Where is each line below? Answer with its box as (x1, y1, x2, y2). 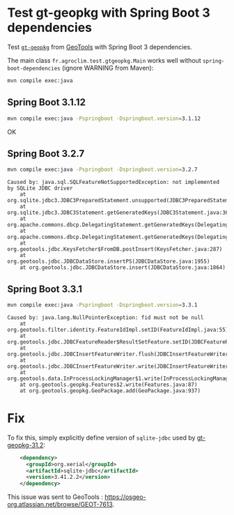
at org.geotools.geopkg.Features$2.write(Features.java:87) (19, 381, 198, 388)
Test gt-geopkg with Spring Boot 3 (7, 5, 210, 21)
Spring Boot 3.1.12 (7, 96, 86, 109)
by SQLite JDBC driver (7, 185, 73, 192)
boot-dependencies (7, 65, 61, 72)
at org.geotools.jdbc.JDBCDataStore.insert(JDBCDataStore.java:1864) (19, 264, 226, 271)
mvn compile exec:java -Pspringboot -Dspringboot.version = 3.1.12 (7, 115, 201, 122)
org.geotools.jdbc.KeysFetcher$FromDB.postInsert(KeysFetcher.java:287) (7, 246, 223, 253)
